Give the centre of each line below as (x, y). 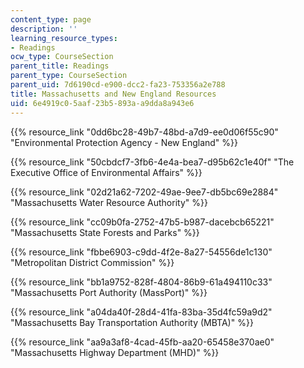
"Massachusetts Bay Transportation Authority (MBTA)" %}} (132, 322)
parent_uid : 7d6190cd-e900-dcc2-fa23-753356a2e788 (118, 85)
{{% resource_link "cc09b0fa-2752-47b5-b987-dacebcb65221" (142, 222)
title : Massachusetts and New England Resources (113, 94)
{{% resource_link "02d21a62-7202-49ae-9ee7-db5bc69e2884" (144, 192)
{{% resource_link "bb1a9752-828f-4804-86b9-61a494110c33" (141, 282)
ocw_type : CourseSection (62, 57)
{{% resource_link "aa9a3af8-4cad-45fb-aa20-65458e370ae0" (142, 342)
